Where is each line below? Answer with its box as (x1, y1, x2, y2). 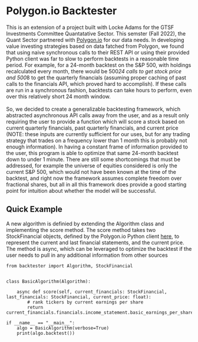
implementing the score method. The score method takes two (6, 226, 156, 233)
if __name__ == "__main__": (6, 320, 75, 326)
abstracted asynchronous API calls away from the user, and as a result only (6, 111, 189, 119)
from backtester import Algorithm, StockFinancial (6, 263, 133, 269)
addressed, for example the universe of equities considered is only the (6, 162, 178, 169)
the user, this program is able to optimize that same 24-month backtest (6, 149, 179, 156)
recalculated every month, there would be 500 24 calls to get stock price (6, 67, 181, 75)
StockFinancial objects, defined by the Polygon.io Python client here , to (6, 233, 180, 240)
